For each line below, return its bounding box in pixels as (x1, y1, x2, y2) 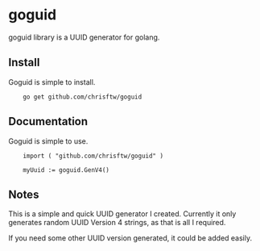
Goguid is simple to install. (8, 77, 96, 86)
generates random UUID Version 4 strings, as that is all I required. (8, 218, 226, 228)
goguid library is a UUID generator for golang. (8, 32, 160, 42)
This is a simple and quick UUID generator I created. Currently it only (8, 209, 237, 219)
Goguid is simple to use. (8, 136, 89, 146)
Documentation (8, 115, 89, 128)
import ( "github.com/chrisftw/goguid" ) (23, 152, 163, 160)
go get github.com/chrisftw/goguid (23, 93, 142, 101)
